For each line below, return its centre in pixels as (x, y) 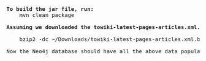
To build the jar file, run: (50, 9)
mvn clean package (47, 15)
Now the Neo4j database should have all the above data (92, 51)
